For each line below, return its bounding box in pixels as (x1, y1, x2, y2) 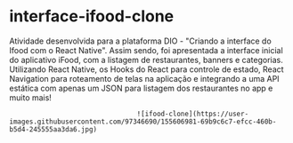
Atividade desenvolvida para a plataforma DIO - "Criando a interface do (9, 36, 272, 46)
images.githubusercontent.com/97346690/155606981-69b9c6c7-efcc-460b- (9, 117, 277, 126)
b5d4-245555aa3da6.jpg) (9, 124, 98, 134)
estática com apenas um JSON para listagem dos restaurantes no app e (9, 83, 273, 93)
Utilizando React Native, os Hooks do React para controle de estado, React (9, 64, 284, 75)
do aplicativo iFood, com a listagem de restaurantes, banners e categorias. (9, 54, 283, 65)
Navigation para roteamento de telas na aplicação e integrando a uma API (9, 73, 280, 83)
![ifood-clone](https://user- (136, 109, 249, 118)
